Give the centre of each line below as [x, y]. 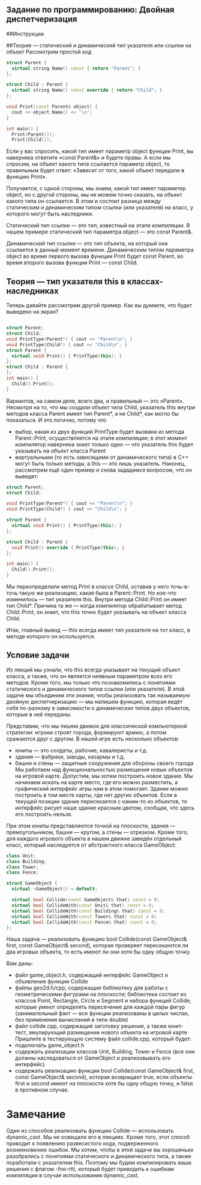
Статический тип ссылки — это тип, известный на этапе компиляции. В [98, 226]
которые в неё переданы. [39, 714]
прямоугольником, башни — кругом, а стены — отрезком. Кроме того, [97, 832]
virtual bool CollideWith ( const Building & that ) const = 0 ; [88, 911]
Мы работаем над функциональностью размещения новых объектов [103, 769]
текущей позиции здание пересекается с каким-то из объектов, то [101, 801]
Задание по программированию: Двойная [91, 10]
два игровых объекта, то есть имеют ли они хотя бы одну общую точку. [98, 952]
